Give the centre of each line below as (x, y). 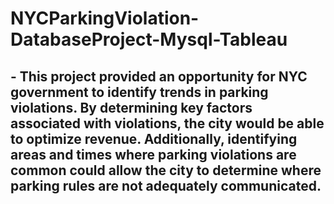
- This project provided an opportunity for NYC (159, 76)
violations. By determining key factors (131, 107)
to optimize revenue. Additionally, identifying (154, 138)
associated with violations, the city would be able (167, 123)
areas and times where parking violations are (153, 154)
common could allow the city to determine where (166, 170)
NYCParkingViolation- (105, 18)
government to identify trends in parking (139, 92)
